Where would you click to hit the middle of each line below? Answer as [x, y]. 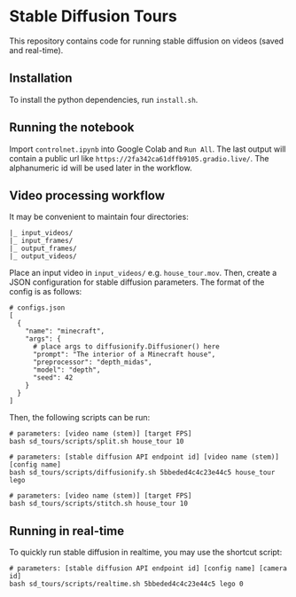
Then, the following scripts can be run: [80, 418]
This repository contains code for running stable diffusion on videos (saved [147, 41]
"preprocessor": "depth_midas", [92, 362]
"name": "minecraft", [65, 331]
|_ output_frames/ [43, 249]
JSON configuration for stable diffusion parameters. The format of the [137, 282]
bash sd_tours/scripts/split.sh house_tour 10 [97, 442]
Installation [41, 79]
